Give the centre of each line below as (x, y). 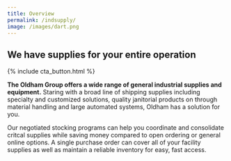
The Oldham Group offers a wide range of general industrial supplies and (115, 85)
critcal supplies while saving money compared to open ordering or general (114, 135)
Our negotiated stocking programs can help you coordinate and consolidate (116, 128)
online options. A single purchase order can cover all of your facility (104, 142)
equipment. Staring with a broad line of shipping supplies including (104, 92)
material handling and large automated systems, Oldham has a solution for (114, 107)
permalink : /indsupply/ (42, 20)
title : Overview (31, 14)
